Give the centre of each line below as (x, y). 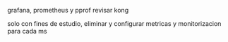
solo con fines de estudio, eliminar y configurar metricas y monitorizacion (114, 23)
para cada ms (27, 31)
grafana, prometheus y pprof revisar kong (68, 10)
